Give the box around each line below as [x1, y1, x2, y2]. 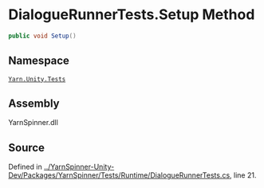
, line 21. [230, 170, 257, 180]
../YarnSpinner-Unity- [43, 162, 115, 172]
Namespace [8, 54, 70, 68]
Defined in [8, 162, 42, 172]
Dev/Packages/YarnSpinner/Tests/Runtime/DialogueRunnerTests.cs [8, 170, 231, 180]
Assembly [8, 97, 60, 111]
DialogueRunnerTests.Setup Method [8, 6, 255, 24]
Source [8, 141, 45, 155]
